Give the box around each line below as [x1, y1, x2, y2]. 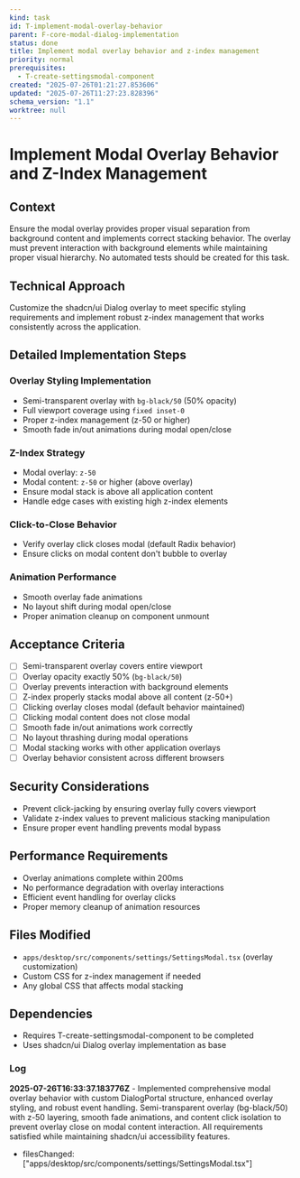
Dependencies [9, 1006, 93, 1021]
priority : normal [9, 55, 75, 64]
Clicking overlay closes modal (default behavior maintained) [22, 701, 246, 712]
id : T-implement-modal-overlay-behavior [9, 22, 164, 31]
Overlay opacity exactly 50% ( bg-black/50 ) [22, 671, 183, 682]
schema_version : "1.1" [9, 97, 95, 107]
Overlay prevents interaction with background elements [22, 681, 229, 691]
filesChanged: [22, 1148, 75, 1159]
